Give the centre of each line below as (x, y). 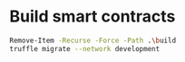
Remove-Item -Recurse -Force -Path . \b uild (93, 40)
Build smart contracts (92, 17)
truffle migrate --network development (85, 49)
